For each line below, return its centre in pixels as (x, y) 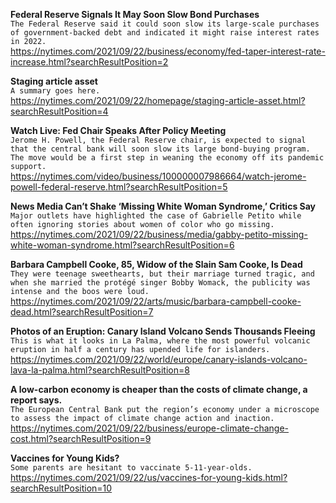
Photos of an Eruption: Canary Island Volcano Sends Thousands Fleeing (163, 331)
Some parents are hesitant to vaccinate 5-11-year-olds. (131, 468)
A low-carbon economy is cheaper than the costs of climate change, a (159, 389)
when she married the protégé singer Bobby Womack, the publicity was (160, 283)
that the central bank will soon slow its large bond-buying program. (160, 149)
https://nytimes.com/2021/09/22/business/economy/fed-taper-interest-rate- (168, 51)
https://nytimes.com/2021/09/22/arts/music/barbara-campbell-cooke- (156, 301)
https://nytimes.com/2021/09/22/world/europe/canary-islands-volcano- (159, 359)
